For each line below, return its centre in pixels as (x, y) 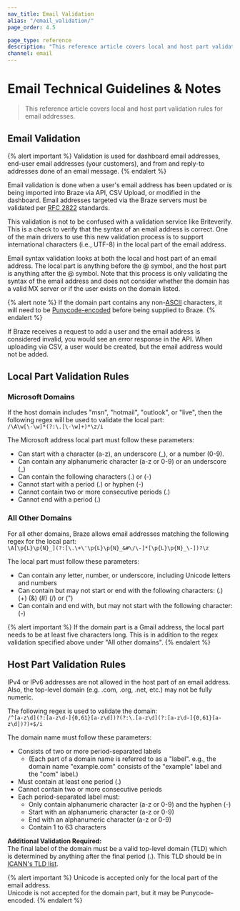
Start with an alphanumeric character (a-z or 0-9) (101, 812)
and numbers (37, 582)
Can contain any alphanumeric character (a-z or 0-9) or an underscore (122, 462)
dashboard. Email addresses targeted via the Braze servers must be (107, 200)
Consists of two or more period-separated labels (89, 751)
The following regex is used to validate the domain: (82, 711)
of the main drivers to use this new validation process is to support (105, 237)
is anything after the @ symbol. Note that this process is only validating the (117, 273)
